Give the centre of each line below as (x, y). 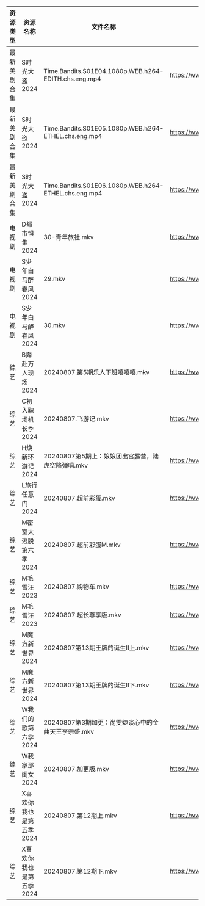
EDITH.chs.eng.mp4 (72, 79)
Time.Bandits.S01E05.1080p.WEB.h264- (104, 129)
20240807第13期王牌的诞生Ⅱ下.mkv (96, 685)
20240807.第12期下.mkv (80, 871)
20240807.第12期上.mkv (80, 816)
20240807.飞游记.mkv (76, 419)
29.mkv (55, 279)
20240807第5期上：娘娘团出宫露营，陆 (101, 456)
